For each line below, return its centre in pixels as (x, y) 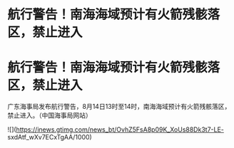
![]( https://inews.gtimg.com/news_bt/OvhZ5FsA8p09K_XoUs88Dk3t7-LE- (116, 129)
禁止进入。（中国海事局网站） (50, 115)
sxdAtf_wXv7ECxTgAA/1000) (50, 137)
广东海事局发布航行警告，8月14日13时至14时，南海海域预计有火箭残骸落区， (119, 107)
